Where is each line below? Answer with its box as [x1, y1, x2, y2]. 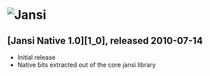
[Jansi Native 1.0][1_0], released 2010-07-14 [7, 35, 203, 47]
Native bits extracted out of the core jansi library [17, 61, 156, 69]
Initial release [17, 53, 56, 61]
